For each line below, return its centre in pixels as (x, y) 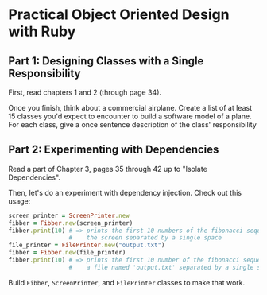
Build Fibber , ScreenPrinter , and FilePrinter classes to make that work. (126, 282)
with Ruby (42, 31)
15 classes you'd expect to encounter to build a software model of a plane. (130, 116)
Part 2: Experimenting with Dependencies (114, 150)
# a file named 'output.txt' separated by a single (161, 267)
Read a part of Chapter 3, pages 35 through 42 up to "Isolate (108, 169)
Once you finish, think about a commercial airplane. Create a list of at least (130, 108)
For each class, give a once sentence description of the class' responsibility (132, 124)
